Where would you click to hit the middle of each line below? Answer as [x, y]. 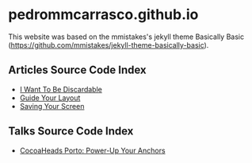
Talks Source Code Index [71, 132]
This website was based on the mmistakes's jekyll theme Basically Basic [126, 37]
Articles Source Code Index [77, 70]
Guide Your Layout [50, 98]
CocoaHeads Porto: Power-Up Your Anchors [92, 150]
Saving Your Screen [52, 106]
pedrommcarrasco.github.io [103, 15]
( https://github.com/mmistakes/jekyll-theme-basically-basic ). [109, 45]
